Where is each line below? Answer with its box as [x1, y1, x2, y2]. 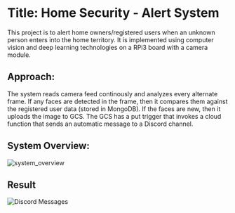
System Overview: [7, 140, 90, 152]
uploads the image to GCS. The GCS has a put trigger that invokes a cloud [7, 112, 222, 120]
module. [7, 51, 32, 59]
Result [7, 179, 36, 191]
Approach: [7, 71, 55, 83]
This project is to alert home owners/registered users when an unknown [7, 28, 215, 37]
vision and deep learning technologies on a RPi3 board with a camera [7, 43, 208, 51]
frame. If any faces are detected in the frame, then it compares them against [7, 97, 228, 105]
